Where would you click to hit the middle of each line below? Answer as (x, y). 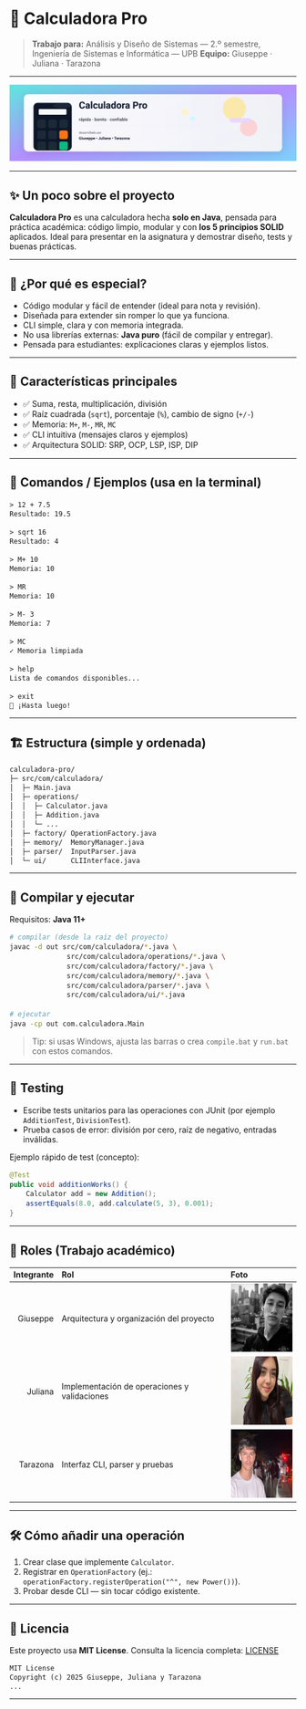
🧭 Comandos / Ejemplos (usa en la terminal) (136, 483)
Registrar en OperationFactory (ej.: (87, 1572)
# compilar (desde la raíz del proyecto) (89, 938)
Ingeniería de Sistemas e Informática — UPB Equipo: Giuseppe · (152, 53)
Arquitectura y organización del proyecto (138, 1318)
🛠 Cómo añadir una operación (97, 1536)
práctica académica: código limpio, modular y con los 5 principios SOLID (147, 227)
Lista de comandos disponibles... (75, 678)
